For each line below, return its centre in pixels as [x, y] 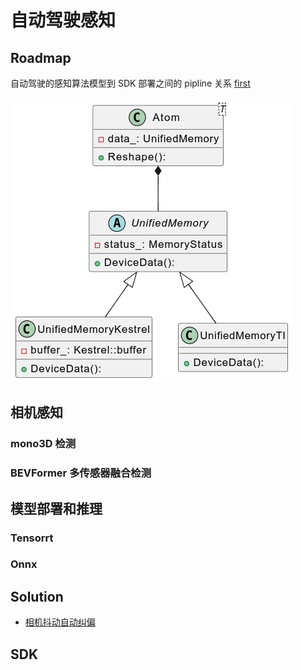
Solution [37, 596]
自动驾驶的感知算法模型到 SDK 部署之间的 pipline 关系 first [130, 83]
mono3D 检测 [43, 444]
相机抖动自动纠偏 [60, 622]
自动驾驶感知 [63, 20]
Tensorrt [32, 538]
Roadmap [41, 57]
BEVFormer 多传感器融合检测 [81, 473]
